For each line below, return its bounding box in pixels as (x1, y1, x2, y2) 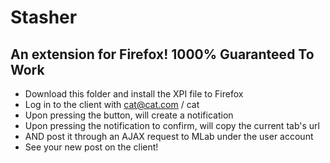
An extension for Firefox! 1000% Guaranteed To (10, 46, 315, 63)
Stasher (10, 6, 78, 29)
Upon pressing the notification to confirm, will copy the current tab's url (24, 120, 320, 131)
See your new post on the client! (24, 141, 159, 153)
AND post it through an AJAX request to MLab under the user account (24, 131, 314, 142)
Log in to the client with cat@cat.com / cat (24, 99, 200, 110)
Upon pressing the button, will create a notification (24, 109, 234, 121)
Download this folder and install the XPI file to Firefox (24, 88, 244, 100)
